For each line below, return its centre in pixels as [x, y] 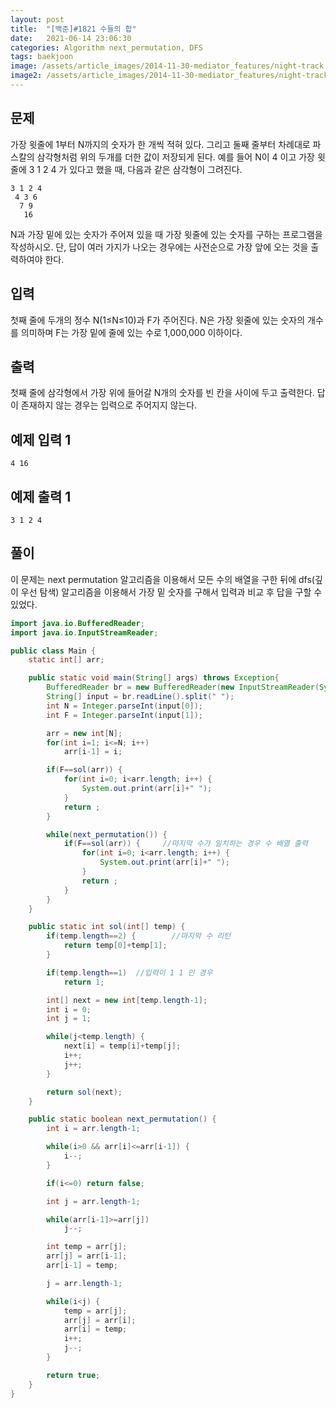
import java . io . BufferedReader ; [77, 623]
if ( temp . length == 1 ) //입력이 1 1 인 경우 [129, 972]
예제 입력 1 [41, 439]
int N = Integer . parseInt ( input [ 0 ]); [124, 706]
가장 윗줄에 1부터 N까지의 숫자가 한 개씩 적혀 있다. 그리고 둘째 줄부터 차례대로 [160, 144]
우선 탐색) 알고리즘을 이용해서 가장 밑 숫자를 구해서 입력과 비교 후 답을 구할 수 [171, 592]
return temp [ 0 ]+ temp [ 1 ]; [115, 946]
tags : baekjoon [42, 57]
